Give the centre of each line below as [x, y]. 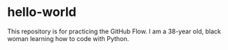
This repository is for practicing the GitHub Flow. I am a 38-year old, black [114, 31]
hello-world [42, 12]
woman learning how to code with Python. [68, 38]
